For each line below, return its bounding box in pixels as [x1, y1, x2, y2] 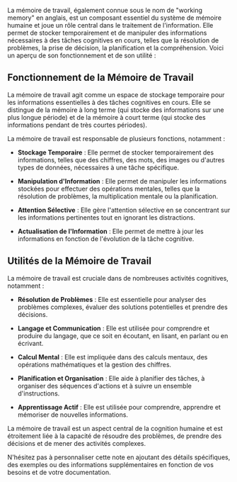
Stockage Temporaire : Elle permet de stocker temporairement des [17, 148, 214, 157]
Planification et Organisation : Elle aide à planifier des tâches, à [17, 374, 205, 382]
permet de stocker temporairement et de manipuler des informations [7, 28, 207, 37]
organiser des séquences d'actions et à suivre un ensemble [17, 381, 192, 390]
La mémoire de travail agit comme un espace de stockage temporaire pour [7, 90, 225, 99]
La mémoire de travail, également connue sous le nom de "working [7, 6, 203, 14]
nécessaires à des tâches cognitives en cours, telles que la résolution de [7, 36, 219, 45]
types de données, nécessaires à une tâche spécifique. [17, 163, 180, 172]
